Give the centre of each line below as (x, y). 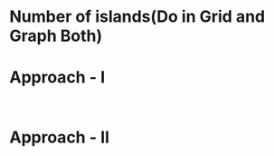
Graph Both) (56, 36)
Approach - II (60, 137)
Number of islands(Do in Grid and (137, 17)
